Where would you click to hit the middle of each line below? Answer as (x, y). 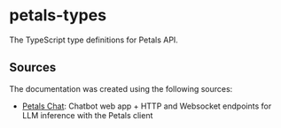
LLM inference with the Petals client (87, 115)
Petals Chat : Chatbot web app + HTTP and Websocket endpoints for (147, 106)
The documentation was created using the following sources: (121, 88)
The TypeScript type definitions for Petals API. (94, 40)
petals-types (58, 15)
